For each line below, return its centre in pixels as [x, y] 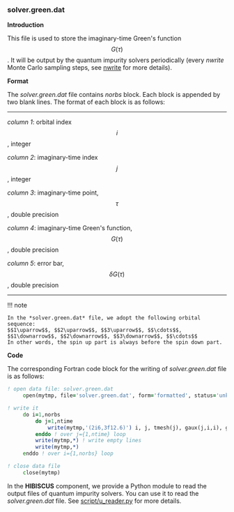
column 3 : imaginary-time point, [53, 193]
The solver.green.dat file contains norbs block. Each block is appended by [114, 95]
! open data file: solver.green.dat [60, 389]
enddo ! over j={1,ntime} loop [81, 434]
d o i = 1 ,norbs [41, 414]
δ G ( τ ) [117, 274]
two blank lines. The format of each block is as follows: [86, 102]
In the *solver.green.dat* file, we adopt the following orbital [104, 318]
